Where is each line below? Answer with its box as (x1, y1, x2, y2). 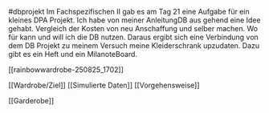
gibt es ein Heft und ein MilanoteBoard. (8, 50, 138, 59)
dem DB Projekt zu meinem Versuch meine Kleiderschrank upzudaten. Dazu (8, 41, 260, 50)
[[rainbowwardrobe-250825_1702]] (8, 65, 124, 75)
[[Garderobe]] (8, 96, 55, 105)
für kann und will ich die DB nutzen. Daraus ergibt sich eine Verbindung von (8, 32, 259, 42)
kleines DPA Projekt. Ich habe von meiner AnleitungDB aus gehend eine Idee (8, 15, 261, 25)
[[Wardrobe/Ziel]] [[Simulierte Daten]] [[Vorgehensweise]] (8, 80, 200, 90)
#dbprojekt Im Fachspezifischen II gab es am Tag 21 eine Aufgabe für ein (8, 7, 251, 16)
